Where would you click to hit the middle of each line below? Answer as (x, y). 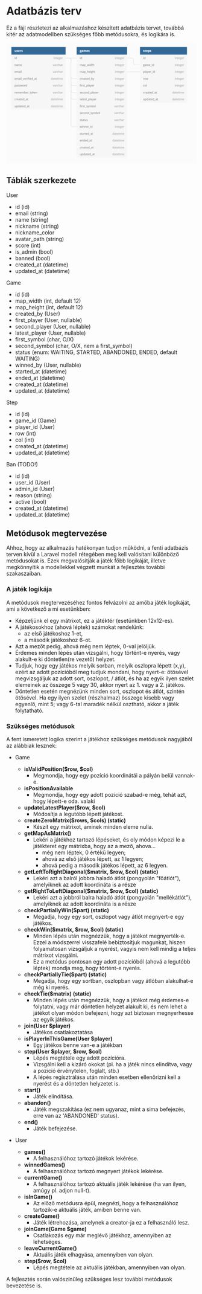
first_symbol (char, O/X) (44, 339)
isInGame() (38, 1197)
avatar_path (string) (39, 239)
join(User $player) (47, 1026)
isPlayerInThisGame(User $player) (68, 1039)
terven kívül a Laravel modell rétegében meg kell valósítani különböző (93, 555)
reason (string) (33, 495)
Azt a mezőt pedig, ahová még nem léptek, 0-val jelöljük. (86, 646)
